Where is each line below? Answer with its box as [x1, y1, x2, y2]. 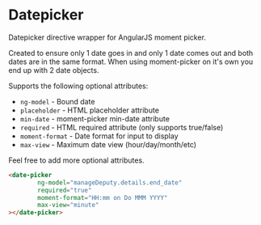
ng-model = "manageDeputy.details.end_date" [37, 178, 183, 187]
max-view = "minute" [37, 201, 99, 210]
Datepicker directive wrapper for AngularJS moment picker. [8, 32, 206, 42]
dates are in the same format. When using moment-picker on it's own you [8, 57, 254, 66]
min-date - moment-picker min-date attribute [19, 113, 170, 123]
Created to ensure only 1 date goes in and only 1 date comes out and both [8, 48, 254, 57]
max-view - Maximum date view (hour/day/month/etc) [19, 139, 196, 149]
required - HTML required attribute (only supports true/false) [19, 122, 224, 132]
